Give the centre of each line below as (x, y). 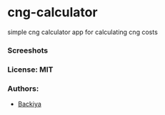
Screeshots (28, 50)
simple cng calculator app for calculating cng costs (83, 32)
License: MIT (30, 70)
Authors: (23, 88)
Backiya (29, 104)
